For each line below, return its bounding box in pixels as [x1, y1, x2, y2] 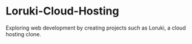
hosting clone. [5, 30, 42, 37]
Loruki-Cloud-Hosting [5, 4, 119, 18]
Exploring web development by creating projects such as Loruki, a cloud [5, 24, 186, 31]
